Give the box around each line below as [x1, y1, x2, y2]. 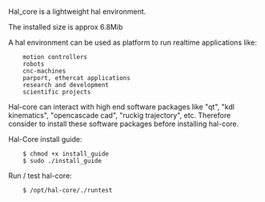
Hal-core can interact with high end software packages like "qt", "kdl [8, 102, 235, 111]
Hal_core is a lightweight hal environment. [8, 7, 147, 16]
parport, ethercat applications [22, 74, 130, 82]
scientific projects [22, 88, 91, 96]
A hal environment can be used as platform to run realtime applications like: [8, 38, 258, 47]
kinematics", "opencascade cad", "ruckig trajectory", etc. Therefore [8, 111, 231, 120]
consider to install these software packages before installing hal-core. [8, 119, 239, 129]
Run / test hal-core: [8, 171, 72, 180]
